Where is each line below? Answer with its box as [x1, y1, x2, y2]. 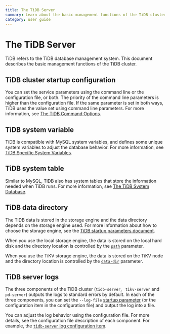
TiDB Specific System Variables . [5, 149, 72, 155]
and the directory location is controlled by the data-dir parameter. [5, 258, 143, 264]
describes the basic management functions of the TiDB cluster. [5, 61, 137, 67]
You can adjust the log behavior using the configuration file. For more [5, 312, 150, 318]
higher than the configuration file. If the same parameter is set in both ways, [5, 100, 163, 106]
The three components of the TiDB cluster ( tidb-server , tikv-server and [5, 286, 160, 292]
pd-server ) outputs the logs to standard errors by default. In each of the [5, 291, 155, 297]
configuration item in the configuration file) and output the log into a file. [5, 303, 156, 309]
